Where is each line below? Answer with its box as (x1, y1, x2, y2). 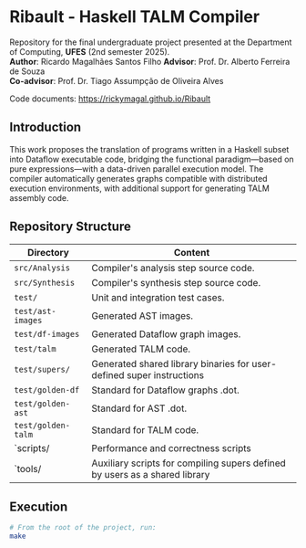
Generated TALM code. (91, 342, 191, 355)
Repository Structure (9, 219, 132, 235)
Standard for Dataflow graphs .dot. (91, 384, 240, 396)
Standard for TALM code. (91, 423, 199, 436)
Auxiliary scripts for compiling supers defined (91, 457, 287, 469)
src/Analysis (14, 262, 71, 273)
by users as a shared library (91, 468, 210, 480)
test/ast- (14, 306, 56, 316)
